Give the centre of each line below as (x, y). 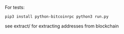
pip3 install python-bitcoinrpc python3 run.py (57, 17)
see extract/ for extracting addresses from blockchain (62, 26)
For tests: (15, 7)
